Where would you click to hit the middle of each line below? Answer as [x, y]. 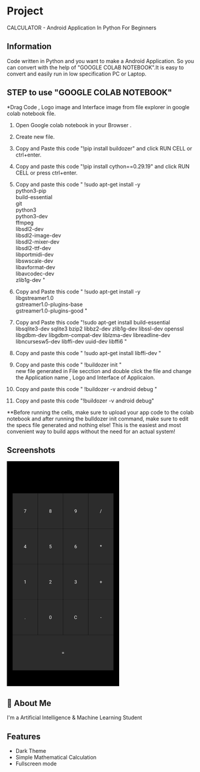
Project [25, 11]
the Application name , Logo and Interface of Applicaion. [85, 377]
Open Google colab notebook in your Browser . [73, 125]
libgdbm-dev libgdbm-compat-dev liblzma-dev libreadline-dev [93, 335]
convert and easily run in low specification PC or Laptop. [77, 74]
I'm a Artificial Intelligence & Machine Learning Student [75, 717]
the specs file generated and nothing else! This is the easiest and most [94, 425]
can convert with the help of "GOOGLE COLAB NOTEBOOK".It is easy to [96, 67]
